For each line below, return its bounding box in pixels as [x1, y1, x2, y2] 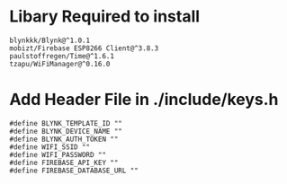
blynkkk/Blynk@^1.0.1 [9, 36, 91, 45]
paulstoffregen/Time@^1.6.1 [9, 51, 115, 60]
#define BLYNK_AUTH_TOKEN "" [9, 135, 119, 144]
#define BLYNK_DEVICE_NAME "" [9, 127, 123, 136]
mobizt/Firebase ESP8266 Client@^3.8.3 [9, 43, 159, 53]
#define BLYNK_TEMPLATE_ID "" [9, 118, 123, 127]
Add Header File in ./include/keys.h [9, 90, 279, 110]
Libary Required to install [9, 6, 201, 27]
